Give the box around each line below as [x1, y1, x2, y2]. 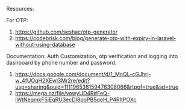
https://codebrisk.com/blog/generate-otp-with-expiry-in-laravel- [14, 35, 177, 41]
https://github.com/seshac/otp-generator [14, 28, 118, 35]
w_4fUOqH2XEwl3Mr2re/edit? [14, 77, 90, 84]
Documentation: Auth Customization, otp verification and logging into [6, 53, 178, 59]
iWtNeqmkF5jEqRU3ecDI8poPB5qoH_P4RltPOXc [14, 96, 137, 103]
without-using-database [14, 41, 75, 48]
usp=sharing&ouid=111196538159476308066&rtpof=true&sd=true [14, 83, 179, 90]
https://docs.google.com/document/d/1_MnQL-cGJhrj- [14, 71, 151, 77]
